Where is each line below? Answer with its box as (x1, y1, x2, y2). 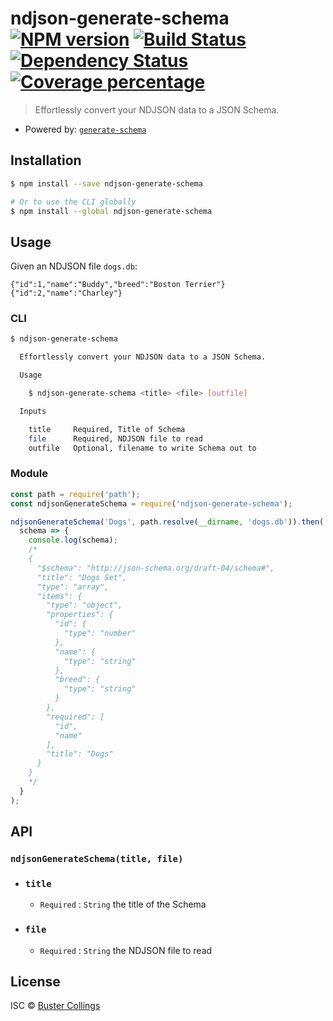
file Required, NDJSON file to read (28, 433, 203, 444)
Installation (10, 152, 82, 169)
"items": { (36, 591, 83, 601)
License (10, 973, 61, 990)
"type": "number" (63, 628, 137, 639)
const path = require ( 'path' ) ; (10, 489, 141, 499)
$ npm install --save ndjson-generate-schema (10, 178, 203, 189)
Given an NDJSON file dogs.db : (10, 260, 138, 272)
